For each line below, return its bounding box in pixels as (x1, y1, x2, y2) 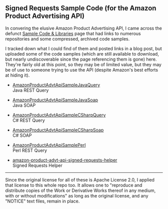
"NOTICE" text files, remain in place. (5, 198, 80, 204)
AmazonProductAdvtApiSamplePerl (12, 142, 86, 148)
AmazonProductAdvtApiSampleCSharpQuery (12, 112, 106, 118)
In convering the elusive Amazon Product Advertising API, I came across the (5, 25, 162, 31)
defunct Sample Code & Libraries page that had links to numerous (5, 30, 141, 37)
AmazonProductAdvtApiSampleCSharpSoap (12, 127, 104, 133)
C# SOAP (12, 132, 32, 138)
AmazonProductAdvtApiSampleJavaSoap (12, 97, 98, 103)
